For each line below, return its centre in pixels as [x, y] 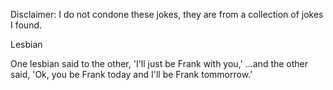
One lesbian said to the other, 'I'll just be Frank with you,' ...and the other [159, 63]
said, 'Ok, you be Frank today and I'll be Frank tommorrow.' [131, 74]
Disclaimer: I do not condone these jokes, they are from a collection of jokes [167, 14]
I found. [26, 25]
